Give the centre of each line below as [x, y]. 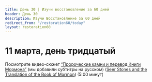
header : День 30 [21, 14]
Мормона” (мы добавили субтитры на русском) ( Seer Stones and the [76, 70]
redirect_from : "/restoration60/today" [45, 23]
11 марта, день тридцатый [60, 51]
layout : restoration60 [28, 27]
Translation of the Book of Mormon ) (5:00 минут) [54, 74]
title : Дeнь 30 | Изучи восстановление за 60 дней [57, 9]
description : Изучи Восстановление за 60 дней [53, 18]
